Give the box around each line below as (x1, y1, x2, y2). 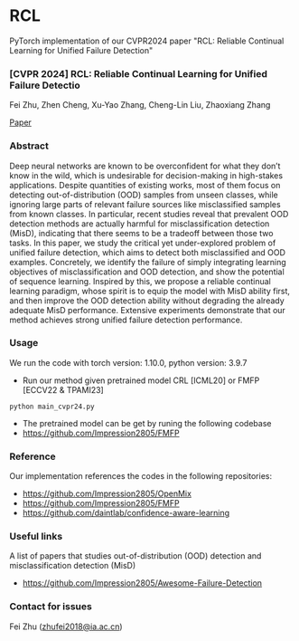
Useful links (9, 531, 63, 543)
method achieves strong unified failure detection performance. (9, 314, 243, 325)
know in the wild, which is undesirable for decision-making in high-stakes (9, 169, 283, 181)
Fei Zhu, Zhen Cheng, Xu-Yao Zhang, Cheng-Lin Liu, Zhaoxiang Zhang (9, 100, 271, 110)
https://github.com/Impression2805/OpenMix (22, 488, 192, 499)
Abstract (9, 139, 50, 152)
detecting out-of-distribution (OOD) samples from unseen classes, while (9, 189, 278, 200)
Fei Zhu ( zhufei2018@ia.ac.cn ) (9, 621, 124, 632)
